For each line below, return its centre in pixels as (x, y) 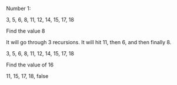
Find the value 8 (26, 31)
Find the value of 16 (30, 65)
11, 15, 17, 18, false (27, 76)
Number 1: (19, 8)
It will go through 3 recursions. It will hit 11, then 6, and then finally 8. (89, 42)
